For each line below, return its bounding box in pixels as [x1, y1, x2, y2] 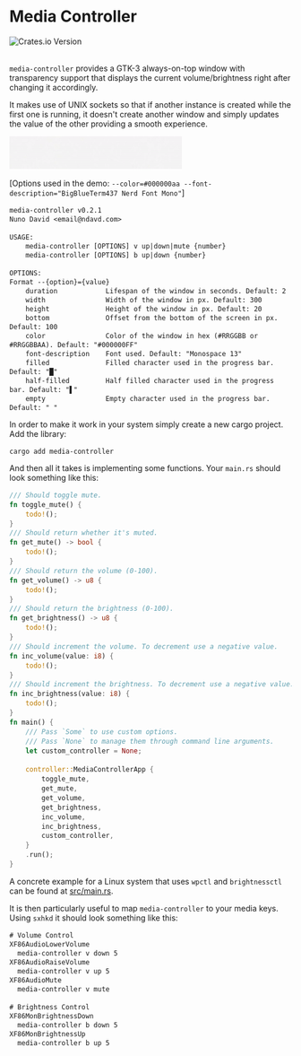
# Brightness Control [9, 1002, 90, 1011]
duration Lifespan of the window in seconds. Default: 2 [25, 286, 287, 295]
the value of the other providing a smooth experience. [9, 118, 208, 129]
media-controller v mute [17, 984, 110, 993]
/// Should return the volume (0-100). [9, 566, 159, 575]
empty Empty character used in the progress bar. [25, 394, 271, 403]
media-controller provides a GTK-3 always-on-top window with [9, 63, 245, 74]
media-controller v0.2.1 [9, 205, 102, 214]
